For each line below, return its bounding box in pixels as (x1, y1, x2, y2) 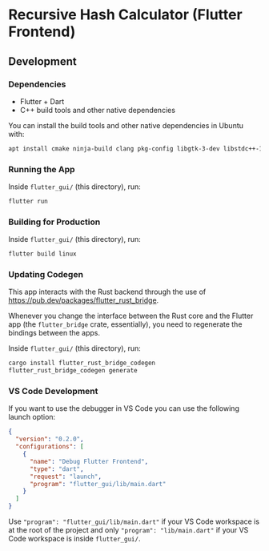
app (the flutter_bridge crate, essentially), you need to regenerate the (8, 320, 243, 329)
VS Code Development (8, 386, 98, 397)
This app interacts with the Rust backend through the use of (8, 287, 207, 297)
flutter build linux (8, 250, 78, 258)
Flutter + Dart (19, 96, 65, 106)
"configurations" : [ (15, 443, 84, 451)
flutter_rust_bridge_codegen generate (8, 367, 138, 375)
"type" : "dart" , (29, 465, 84, 473)
